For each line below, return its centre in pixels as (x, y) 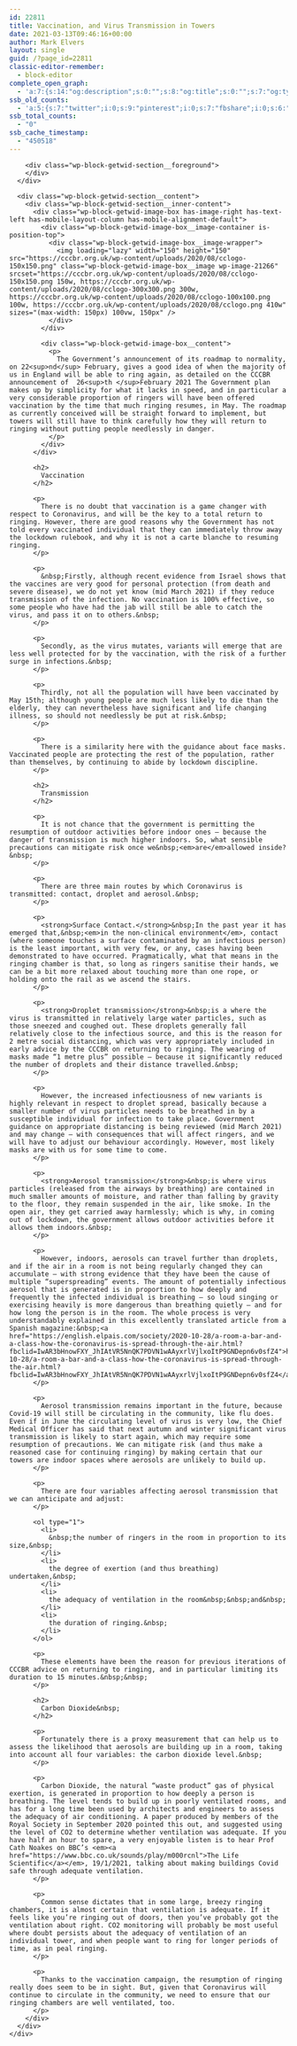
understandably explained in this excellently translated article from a (148, 1320)
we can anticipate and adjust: (67, 1498)
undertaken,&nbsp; (43, 1576)
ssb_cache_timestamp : (49, 133)
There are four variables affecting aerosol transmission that (160, 1491)
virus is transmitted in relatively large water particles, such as (138, 1018)
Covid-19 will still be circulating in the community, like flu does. (142, 1413)
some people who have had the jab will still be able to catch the (136, 607)
